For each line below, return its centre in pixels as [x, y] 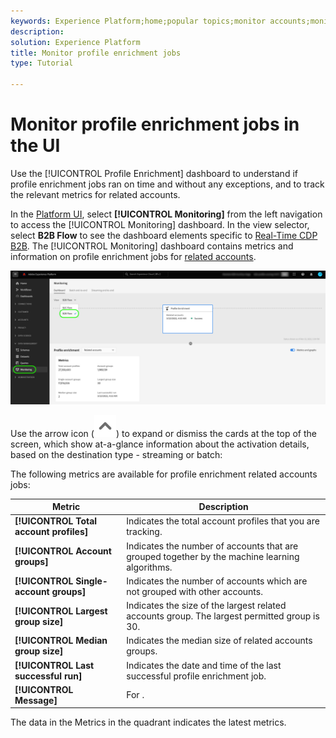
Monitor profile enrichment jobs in [155, 124]
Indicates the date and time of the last [204, 665]
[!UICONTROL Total [56, 521]
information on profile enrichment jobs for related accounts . [133, 256]
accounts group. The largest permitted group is [223, 616]
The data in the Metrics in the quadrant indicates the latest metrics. [148, 722]
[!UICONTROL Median [61, 641]
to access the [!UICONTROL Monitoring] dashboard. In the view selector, [160, 224]
